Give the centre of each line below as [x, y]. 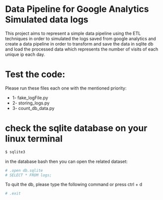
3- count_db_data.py [33, 108]
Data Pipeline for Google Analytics [77, 9]
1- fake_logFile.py [30, 98]
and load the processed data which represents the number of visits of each [82, 49]
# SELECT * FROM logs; [28, 175]
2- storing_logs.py [31, 103]
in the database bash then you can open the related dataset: [66, 161]
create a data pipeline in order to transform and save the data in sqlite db [79, 44]
